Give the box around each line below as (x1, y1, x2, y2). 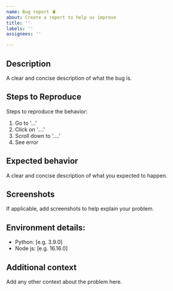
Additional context (6, 262, 77, 272)
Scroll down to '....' (14, 132, 61, 139)
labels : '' (6, 25, 34, 32)
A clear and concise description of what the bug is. (6, 74, 132, 82)
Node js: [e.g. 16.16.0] (14, 245, 68, 252)
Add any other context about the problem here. (6, 278, 123, 285)
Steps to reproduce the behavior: (6, 107, 88, 115)
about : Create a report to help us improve (6, 14, 117, 20)
